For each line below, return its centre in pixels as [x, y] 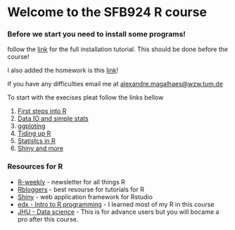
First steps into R [42, 111]
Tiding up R [34, 133]
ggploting [31, 126]
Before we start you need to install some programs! [97, 34]
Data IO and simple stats [53, 119]
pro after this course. [48, 219]
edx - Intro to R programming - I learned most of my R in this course [116, 204]
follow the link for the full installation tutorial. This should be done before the [118, 49]
